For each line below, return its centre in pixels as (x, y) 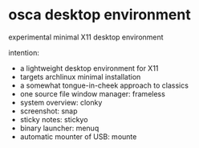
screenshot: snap (49, 111)
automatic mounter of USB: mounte (78, 136)
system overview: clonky (61, 102)
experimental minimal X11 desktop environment (86, 37)
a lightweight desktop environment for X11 (89, 68)
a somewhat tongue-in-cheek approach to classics (104, 85)
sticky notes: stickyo (54, 119)
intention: (24, 52)
